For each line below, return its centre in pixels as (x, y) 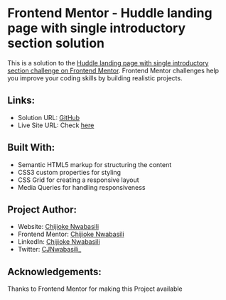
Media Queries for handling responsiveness (81, 187)
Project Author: (42, 209)
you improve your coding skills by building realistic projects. (95, 78)
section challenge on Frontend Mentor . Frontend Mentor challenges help (113, 70)
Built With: (31, 148)
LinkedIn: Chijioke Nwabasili (59, 242)
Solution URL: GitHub (49, 117)
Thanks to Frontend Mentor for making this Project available (95, 289)
